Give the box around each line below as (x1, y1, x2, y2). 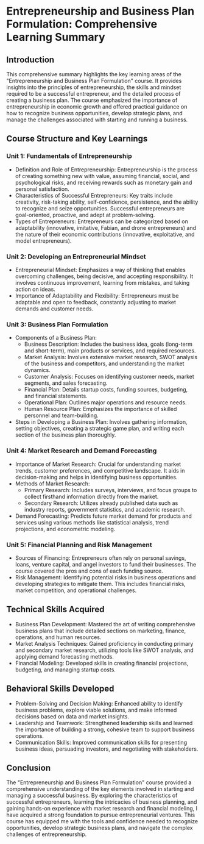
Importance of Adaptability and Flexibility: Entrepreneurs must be (15, 291, 179, 299)
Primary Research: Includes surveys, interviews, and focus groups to (24, 486, 197, 493)
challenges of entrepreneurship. (6, 831, 87, 838)
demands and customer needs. (15, 305, 94, 312)
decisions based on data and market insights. (15, 712, 130, 720)
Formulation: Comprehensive (6, 17, 157, 31)
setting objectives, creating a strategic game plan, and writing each (15, 425, 185, 432)
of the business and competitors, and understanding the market (24, 360, 185, 367)
